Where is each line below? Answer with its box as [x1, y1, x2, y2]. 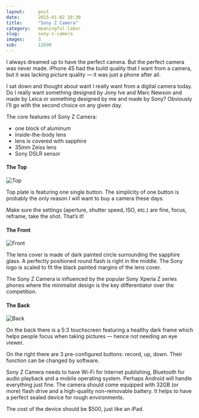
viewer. [6, 339, 24, 346]
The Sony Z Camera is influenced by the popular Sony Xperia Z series [6, 275, 177, 283]
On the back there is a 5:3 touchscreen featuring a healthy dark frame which [6, 326, 194, 334]
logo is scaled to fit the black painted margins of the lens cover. [6, 264, 162, 271]
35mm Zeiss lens [14, 144, 57, 151]
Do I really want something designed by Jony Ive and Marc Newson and [6, 89, 182, 96]
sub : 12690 [6, 42, 52, 48]
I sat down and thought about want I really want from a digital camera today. [6, 82, 193, 89]
